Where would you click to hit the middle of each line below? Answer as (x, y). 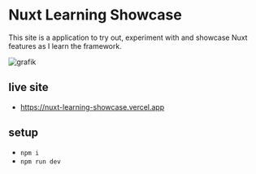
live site (28, 87)
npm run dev (40, 161)
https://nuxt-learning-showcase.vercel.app (92, 107)
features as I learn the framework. (65, 46)
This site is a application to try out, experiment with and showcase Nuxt (128, 37)
